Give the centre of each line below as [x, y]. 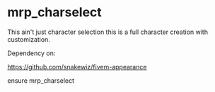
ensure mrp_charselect [41, 80]
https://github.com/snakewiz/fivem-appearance [77, 67]
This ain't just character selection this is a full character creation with [108, 32]
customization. [29, 39]
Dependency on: [31, 53]
